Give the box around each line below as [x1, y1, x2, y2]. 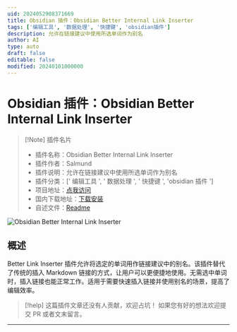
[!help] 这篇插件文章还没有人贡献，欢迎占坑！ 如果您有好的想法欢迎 [24, 301, 221, 309]
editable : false [7, 57, 55, 64]
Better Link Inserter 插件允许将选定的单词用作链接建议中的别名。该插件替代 [7, 259, 226, 268]
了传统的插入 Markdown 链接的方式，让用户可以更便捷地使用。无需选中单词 [7, 268, 227, 277]
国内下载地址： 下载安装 [35, 194, 104, 203]
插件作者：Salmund [35, 159, 92, 167]
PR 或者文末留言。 [32, 310, 86, 319]
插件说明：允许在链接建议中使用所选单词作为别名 [35, 167, 178, 177]
